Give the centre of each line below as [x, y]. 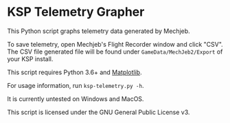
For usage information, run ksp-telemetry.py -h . [76, 85]
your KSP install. [30, 58]
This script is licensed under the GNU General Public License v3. [99, 112]
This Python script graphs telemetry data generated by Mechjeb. [99, 31]
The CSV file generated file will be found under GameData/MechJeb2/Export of [115, 52]
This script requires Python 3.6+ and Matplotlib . [74, 72]
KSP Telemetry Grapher [76, 12]
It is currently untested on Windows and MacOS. [76, 99]
